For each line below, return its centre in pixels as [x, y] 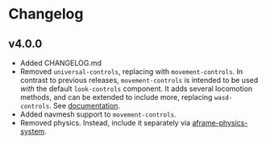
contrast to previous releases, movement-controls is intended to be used [139, 80]
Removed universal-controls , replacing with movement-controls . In [131, 72]
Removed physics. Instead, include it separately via [105, 123]
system [32, 131]
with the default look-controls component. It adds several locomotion [136, 88]
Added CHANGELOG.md [61, 63]
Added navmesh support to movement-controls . [98, 114]
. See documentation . [85, 106]
